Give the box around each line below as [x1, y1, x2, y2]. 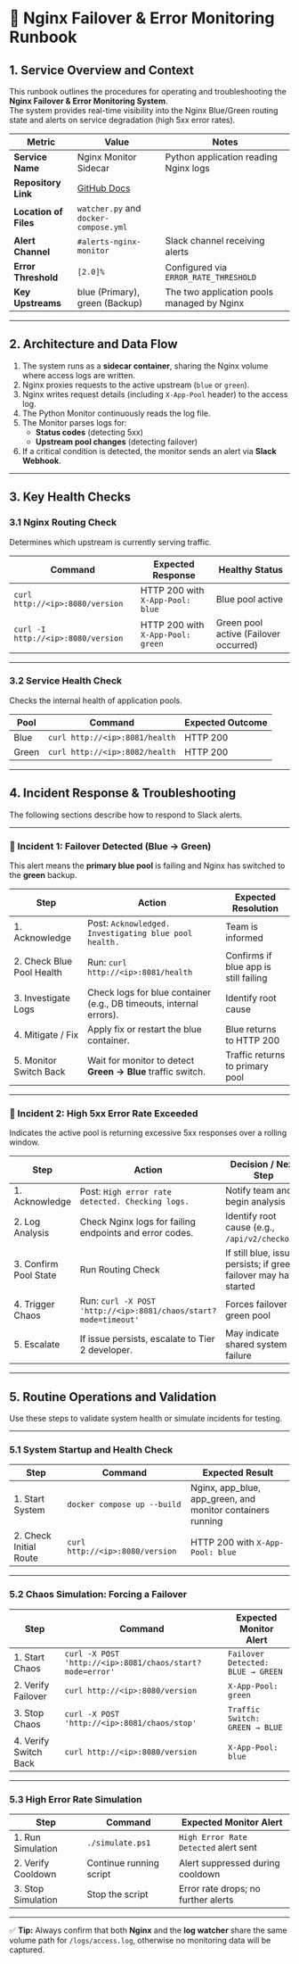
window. [9, 1137, 40, 1148]
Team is [225, 920, 258, 932]
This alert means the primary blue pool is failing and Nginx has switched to [9, 860, 286, 871]
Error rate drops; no [178, 1882, 261, 1894]
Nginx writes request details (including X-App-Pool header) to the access [21, 388, 288, 400]
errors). [87, 1008, 119, 1021]
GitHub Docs [77, 182, 131, 195]
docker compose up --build [67, 1499, 182, 1510]
